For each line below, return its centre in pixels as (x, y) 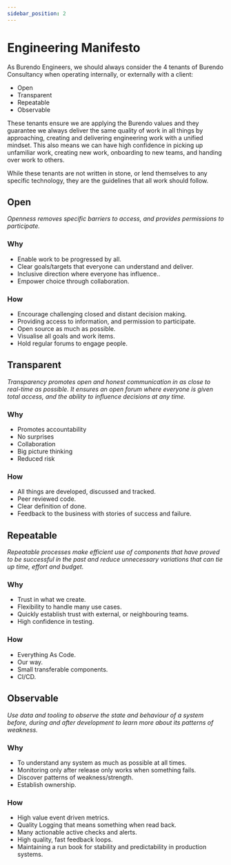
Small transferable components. (62, 669)
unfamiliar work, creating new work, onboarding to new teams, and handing (114, 152)
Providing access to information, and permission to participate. (107, 321)
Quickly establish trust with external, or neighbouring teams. (103, 614)
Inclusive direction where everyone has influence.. (89, 274)
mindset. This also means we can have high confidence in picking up (105, 145)
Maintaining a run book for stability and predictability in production (112, 847)
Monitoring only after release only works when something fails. (107, 770)
